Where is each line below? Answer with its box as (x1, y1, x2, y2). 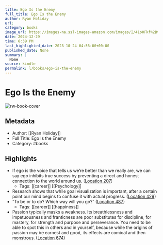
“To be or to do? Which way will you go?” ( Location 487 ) (12, 198, 125, 205)
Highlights (5, 154, 37, 163)
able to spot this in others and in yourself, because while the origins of (12, 225, 153, 230)
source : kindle (5, 61, 36, 66)
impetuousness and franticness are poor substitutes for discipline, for (12, 214, 151, 220)
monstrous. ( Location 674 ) (12, 235, 65, 241)
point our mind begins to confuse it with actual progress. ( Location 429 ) (12, 193, 156, 199)
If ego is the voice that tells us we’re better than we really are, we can (12, 168, 151, 173)
